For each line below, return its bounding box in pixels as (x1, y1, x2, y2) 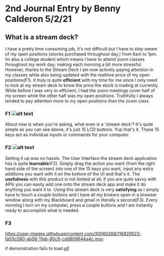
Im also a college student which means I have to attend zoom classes (5, 56, 145, 62)
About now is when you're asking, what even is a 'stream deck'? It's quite (5, 121, 153, 128)
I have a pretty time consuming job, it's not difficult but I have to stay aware (5, 46, 158, 51)
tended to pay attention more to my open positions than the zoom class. (5, 98, 150, 103)
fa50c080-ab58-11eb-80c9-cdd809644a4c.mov (5, 236, 104, 242)
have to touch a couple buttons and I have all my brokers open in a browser (5, 192, 157, 198)
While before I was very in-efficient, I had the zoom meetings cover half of (5, 88, 155, 93)
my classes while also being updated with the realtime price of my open (5, 72, 150, 77)
